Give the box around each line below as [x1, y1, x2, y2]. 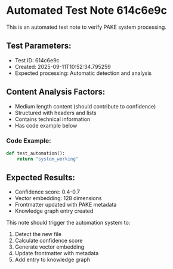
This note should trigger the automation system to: [6, 219, 131, 226]
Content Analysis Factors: [6, 87, 106, 97]
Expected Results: [6, 173, 76, 183]
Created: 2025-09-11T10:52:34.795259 [14, 63, 112, 70]
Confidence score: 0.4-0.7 [14, 188, 81, 195]
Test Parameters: [6, 41, 72, 51]
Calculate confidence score [14, 237, 83, 244]
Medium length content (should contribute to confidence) [14, 102, 156, 110]
